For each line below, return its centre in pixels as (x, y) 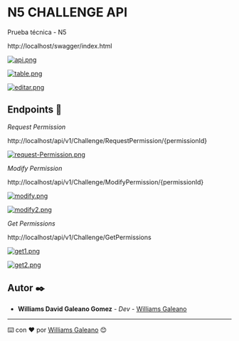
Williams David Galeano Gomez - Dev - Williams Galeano (102, 309)
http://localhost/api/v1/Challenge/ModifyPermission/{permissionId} (106, 182)
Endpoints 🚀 (35, 110)
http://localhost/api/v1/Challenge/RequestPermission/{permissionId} (107, 140)
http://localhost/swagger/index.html (60, 46)
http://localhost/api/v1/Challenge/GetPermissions (79, 237)
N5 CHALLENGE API (68, 12)
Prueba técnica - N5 (37, 32)
